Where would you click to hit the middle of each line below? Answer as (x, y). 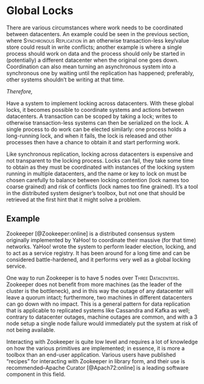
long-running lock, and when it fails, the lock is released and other (89, 136)
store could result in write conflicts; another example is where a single (94, 47)
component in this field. (36, 374)
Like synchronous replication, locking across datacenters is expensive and (100, 154)
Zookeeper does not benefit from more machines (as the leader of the (94, 284)
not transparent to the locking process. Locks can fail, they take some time (100, 160)
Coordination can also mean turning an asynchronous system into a (91, 66)
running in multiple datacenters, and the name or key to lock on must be (97, 173)
